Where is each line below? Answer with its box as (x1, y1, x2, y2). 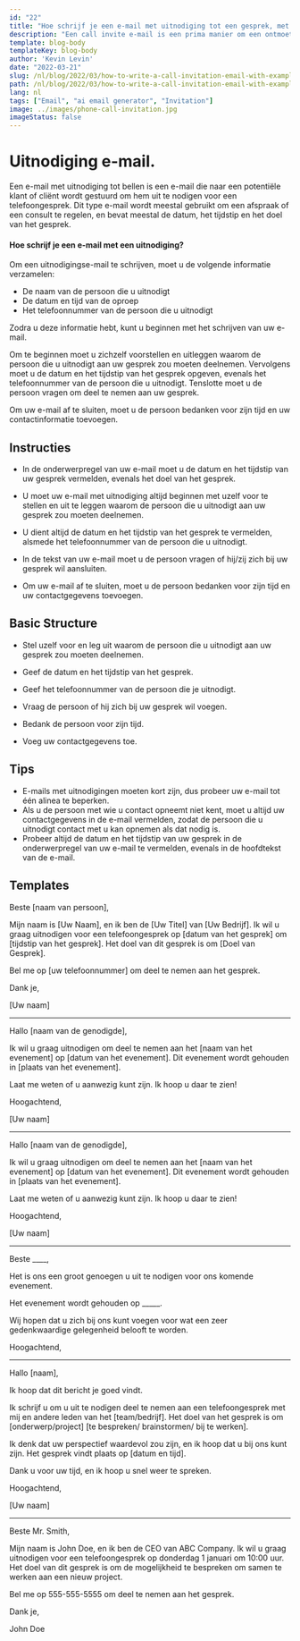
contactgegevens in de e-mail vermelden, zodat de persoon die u (21, 814, 263, 825)
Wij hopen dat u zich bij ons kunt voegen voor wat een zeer (9, 1315, 228, 1325)
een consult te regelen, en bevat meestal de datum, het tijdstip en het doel (9, 209, 283, 220)
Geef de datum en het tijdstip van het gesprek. (21, 666, 194, 677)
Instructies (9, 440, 71, 455)
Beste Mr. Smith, (9, 1526, 70, 1536)
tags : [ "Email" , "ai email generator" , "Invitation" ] (9, 96, 214, 106)
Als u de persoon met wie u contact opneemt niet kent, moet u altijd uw (21, 804, 285, 815)
